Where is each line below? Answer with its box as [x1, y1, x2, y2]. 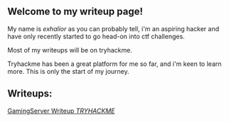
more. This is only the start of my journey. [7, 67, 129, 75]
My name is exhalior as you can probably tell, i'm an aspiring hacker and [7, 24, 220, 33]
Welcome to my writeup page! [7, 6, 144, 18]
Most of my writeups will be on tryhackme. [7, 45, 133, 54]
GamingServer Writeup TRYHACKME [7, 106, 115, 115]
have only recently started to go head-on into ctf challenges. [7, 32, 185, 40]
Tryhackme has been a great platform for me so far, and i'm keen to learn [7, 60, 222, 68]
